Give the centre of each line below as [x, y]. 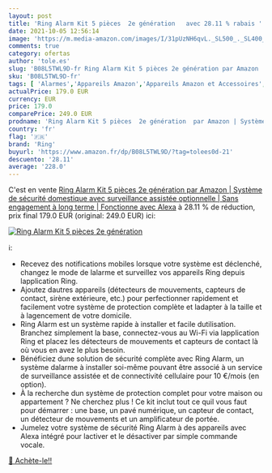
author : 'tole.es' [39, 62]
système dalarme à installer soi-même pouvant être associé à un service [141, 368]
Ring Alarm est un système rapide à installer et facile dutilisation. [128, 325]
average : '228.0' [38, 167]
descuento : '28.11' [41, 159]
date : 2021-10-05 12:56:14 [54, 31]
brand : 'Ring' [32, 144]
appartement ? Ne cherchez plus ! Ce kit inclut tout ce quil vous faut [134, 402]
